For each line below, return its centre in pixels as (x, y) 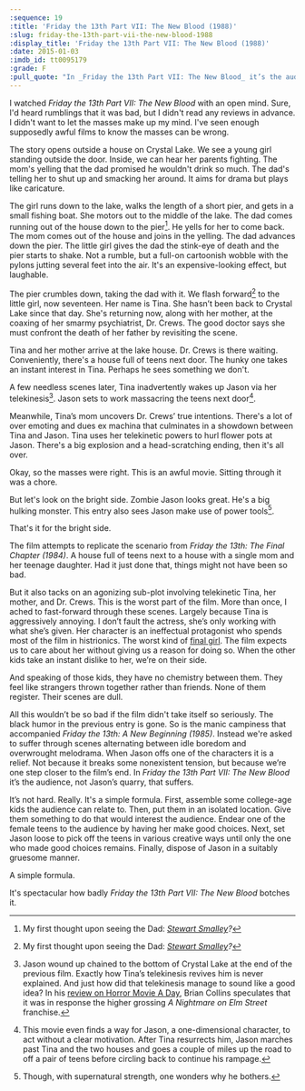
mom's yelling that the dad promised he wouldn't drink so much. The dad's (150, 168)
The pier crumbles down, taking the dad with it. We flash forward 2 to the (144, 294)
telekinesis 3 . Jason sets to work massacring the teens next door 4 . (133, 398)
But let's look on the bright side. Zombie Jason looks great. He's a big (140, 499)
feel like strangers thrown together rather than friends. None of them (138, 687)
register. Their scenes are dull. (66, 697)
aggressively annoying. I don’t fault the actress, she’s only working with (143, 621)
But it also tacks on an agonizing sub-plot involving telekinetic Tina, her (143, 593)
